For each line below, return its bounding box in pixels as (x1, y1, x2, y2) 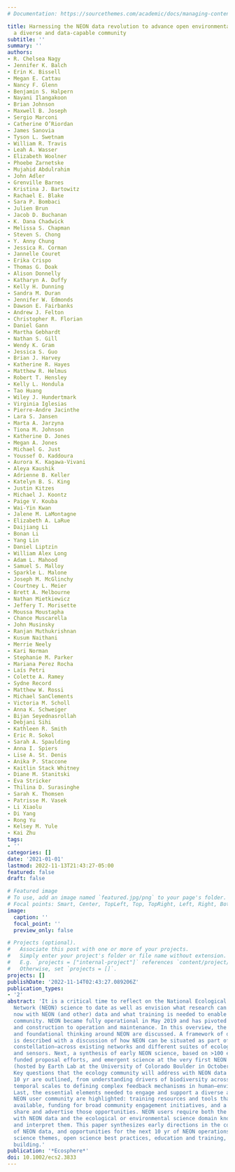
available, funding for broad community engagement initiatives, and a (13, 1102, 227, 1109)
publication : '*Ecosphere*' (7, 1148, 90, 1155)
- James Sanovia (7, 127, 55, 134)
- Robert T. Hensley (7, 374, 68, 381)
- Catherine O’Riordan (7, 120, 73, 127)
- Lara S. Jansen (7, 414, 58, 421)
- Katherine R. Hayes (7, 361, 71, 368)
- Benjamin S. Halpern (7, 88, 73, 95)
